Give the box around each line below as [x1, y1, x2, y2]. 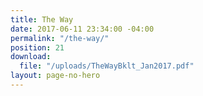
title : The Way [10, 14, 74, 25]
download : [10, 52, 52, 62]
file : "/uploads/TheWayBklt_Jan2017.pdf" [19, 61, 195, 71]
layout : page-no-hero [10, 71, 101, 81]
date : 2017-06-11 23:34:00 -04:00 [10, 24, 155, 34]
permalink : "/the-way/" [10, 33, 110, 43]
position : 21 [10, 42, 65, 53]
